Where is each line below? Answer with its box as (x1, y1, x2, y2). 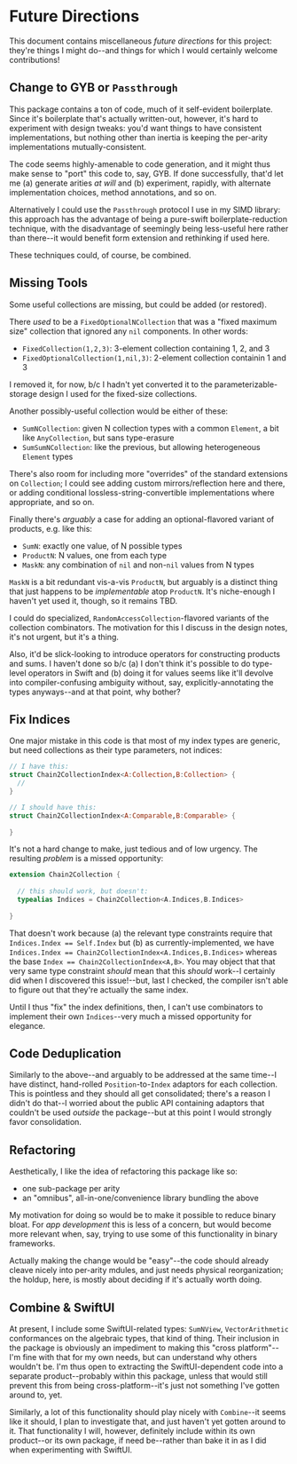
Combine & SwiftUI (9, 1300, 115, 1315)
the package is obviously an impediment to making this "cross (9, 1342, 237, 1353)
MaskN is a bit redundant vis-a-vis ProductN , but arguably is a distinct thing (9, 576, 278, 587)
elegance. (9, 1020, 46, 1031)
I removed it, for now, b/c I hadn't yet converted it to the (9, 379, 213, 390)
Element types (21, 451, 74, 462)
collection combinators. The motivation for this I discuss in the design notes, (9, 621, 288, 632)
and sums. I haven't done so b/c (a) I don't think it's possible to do (9, 658, 251, 669)
